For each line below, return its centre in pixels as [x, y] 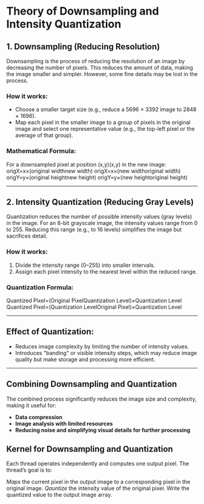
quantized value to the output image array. [59, 495]
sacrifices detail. [27, 236]
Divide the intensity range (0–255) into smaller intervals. [85, 265]
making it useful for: [31, 405]
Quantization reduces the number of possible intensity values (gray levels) [99, 216]
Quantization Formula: [40, 287]
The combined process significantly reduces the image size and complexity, [101, 399]
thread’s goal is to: [29, 470]
